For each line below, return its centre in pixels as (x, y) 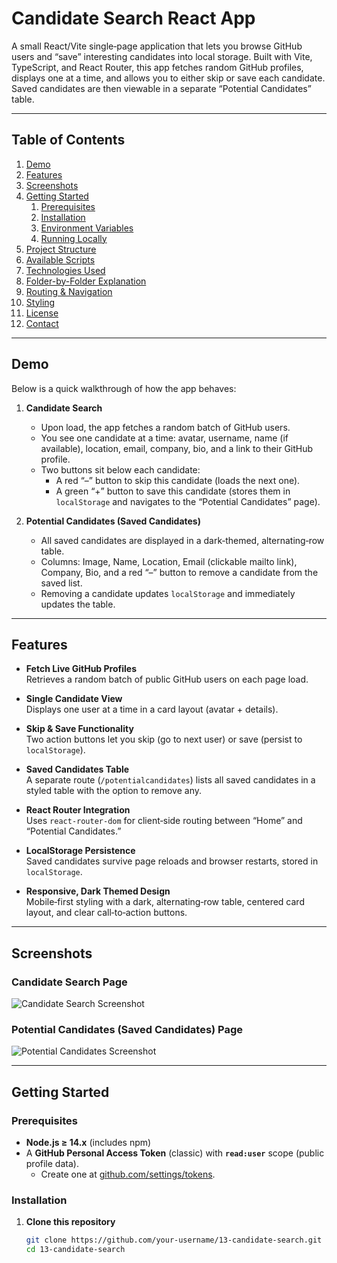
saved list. (61, 583)
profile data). (52, 1164)
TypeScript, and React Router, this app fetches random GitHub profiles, (157, 67)
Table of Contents (68, 140)
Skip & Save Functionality (79, 729)
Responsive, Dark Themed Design (98, 891)
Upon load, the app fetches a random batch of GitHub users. (165, 427)
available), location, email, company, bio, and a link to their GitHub (177, 448)
